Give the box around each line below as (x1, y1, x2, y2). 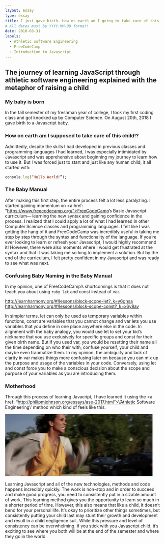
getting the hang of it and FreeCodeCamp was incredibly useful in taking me (5, 229, 160, 235)
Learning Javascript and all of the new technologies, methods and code (5, 481, 151, 487)
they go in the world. (5, 534, 47, 540)
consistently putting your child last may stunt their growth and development (5, 513, 158, 518)
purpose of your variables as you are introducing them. (5, 370, 116, 376)
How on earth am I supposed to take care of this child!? (5, 132, 139, 139)
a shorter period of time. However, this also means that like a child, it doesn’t (5, 502, 160, 508)
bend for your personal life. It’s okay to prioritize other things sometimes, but (5, 507, 160, 514)
